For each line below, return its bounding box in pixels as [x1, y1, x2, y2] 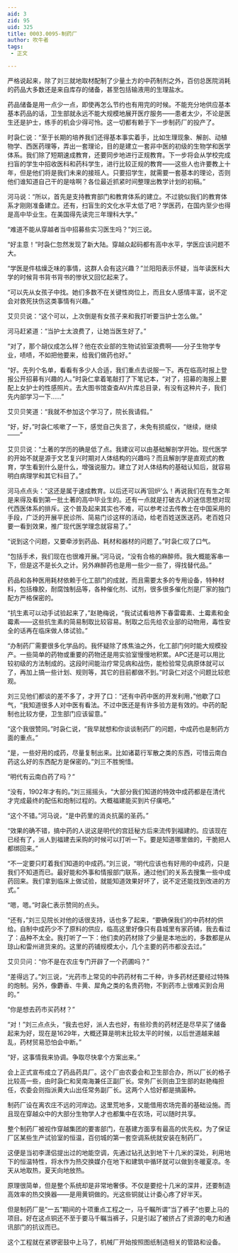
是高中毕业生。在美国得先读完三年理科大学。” [7, 210, 138, 218]
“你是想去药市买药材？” [7, 1005, 76, 1013]
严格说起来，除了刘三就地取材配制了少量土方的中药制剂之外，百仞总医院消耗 [7, 76, 231, 85]
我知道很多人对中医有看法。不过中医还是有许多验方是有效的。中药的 [22, 700, 222, 709]
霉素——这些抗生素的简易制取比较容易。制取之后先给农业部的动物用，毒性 [7, 617, 225, 626]
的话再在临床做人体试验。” [13, 626, 89, 634]
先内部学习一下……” [7, 392, 64, 401]
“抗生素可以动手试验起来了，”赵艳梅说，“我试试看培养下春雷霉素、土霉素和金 [7, 608, 230, 617]
